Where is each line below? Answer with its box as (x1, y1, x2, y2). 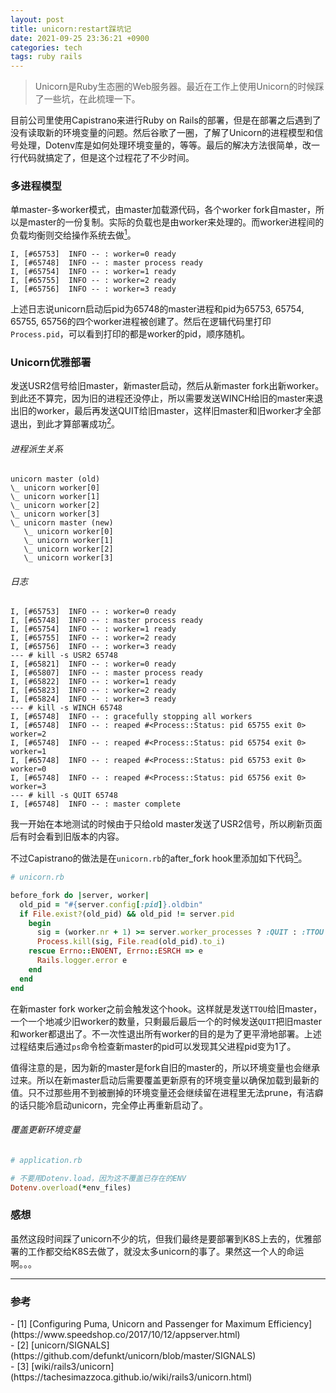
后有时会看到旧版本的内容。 (10, 831, 125, 843)
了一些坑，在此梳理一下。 (34, 93, 141, 105)
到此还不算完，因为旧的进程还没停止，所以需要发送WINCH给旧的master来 (10, 392, 315, 405)
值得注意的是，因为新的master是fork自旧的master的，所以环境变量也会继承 (10, 1061, 321, 1073)
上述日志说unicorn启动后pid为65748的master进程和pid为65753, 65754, (10, 303, 305, 315)
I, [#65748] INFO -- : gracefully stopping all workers (10, 712, 253, 722)
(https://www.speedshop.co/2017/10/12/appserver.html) (10, 1329, 241, 1341)
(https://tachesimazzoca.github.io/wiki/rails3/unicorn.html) (10, 1371, 253, 1383)
